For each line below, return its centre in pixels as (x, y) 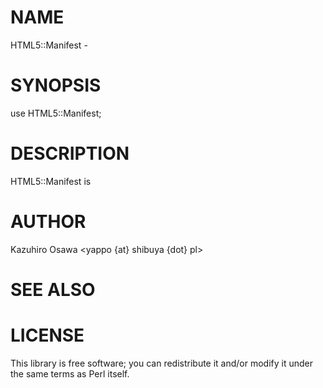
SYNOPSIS (56, 85)
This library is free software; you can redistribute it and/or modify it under (162, 363)
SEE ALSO (53, 289)
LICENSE (47, 335)
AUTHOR (48, 222)
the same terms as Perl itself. (70, 373)
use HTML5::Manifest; (56, 113)
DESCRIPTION (70, 153)
